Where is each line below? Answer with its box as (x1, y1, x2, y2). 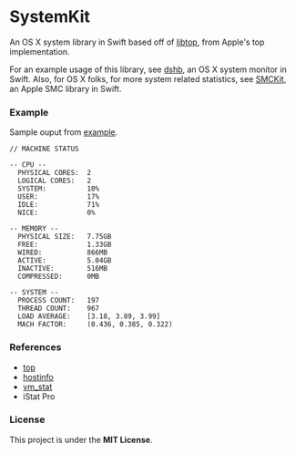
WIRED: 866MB (17, 248, 107, 257)
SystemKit (9, 6, 91, 27)
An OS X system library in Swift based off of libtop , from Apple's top (9, 36, 265, 47)
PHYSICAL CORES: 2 (17, 169, 92, 178)
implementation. (9, 46, 70, 57)
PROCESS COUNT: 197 (17, 296, 100, 305)
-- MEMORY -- (9, 224, 59, 233)
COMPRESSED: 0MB (17, 272, 100, 282)
